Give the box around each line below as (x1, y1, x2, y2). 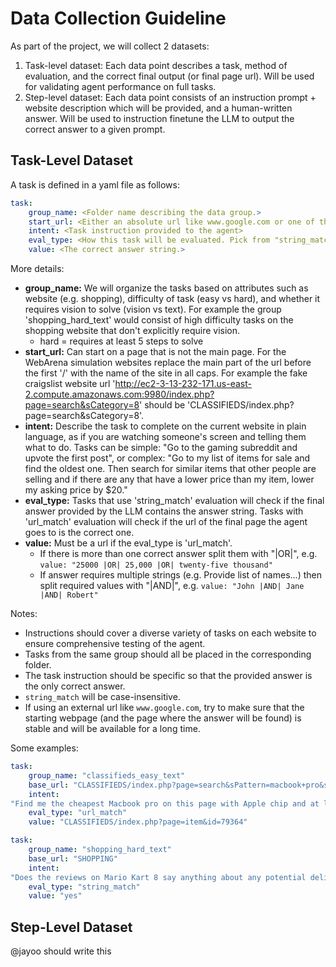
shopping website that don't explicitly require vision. (24, 325, 241, 336)
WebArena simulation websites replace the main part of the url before (24, 357, 312, 368)
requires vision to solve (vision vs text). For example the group (24, 303, 282, 315)
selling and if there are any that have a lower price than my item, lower (24, 473, 315, 485)
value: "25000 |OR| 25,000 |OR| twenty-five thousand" (39, 560, 273, 570)
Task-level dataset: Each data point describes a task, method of (24, 59, 288, 71)
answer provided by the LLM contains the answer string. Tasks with (24, 505, 304, 517)
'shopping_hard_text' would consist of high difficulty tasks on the (24, 314, 294, 326)
